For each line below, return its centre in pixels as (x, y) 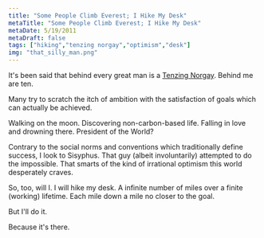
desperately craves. (41, 172)
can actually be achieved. (50, 107)
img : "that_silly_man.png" (53, 53)
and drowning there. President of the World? (81, 131)
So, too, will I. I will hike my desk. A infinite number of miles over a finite (126, 187)
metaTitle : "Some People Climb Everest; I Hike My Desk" (105, 23)
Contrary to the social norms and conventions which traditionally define (126, 147)
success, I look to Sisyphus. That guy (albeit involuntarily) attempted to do (130, 155)
